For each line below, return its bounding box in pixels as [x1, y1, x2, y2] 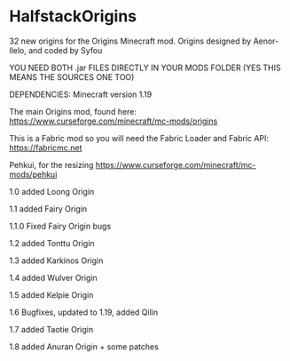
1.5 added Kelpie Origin [9, 289, 94, 300]
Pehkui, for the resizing [9, 159, 94, 170]
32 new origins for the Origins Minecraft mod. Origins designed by [9, 36, 252, 46]
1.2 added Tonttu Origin [9, 237, 95, 248]
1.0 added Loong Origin [9, 186, 95, 197]
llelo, [9, 44, 27, 55]
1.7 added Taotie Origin [9, 324, 94, 334]
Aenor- [253, 36, 279, 46]
